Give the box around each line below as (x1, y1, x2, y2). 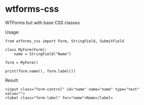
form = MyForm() (5, 60, 38, 65)
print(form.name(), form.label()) (5, 69, 76, 74)
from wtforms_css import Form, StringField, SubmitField (5, 38, 124, 44)
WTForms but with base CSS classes (5, 20, 80, 26)
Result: (5, 77, 19, 83)
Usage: (5, 29, 20, 35)
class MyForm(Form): (5, 47, 48, 52)
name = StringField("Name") (14, 52, 71, 56)
